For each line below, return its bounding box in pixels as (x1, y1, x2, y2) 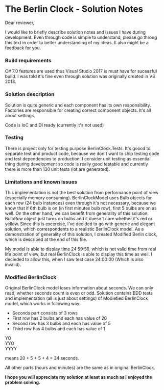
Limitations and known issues (5, 178, 77, 185)
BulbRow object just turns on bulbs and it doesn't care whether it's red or (5, 216, 153, 222)
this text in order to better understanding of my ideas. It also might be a (5, 39, 149, 45)
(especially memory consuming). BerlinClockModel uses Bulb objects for (5, 195, 152, 201)
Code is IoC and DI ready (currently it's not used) (5, 122, 104, 128)
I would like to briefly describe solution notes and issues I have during (5, 29, 146, 35)
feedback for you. (5, 45, 41, 51)
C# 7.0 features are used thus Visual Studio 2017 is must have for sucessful (5, 68, 157, 74)
